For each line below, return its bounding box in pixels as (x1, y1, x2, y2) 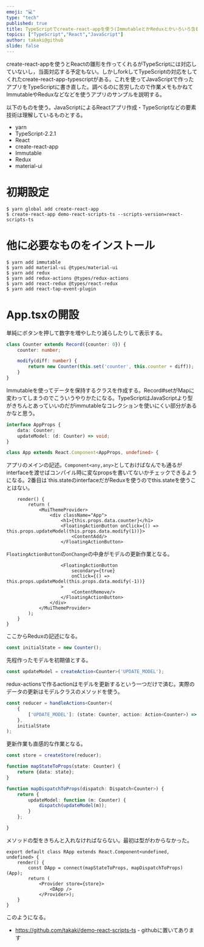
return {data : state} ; (17, 769, 75, 775)
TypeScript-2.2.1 (15, 130, 56, 137)
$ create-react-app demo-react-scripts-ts (6, 211, 115, 217)
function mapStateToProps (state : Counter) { (6, 763, 121, 770)
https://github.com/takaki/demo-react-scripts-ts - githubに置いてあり (15, 926, 189, 934)
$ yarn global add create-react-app (6, 206, 99, 212)
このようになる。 (6, 914, 49, 921)
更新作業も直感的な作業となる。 (6, 740, 86, 747)
